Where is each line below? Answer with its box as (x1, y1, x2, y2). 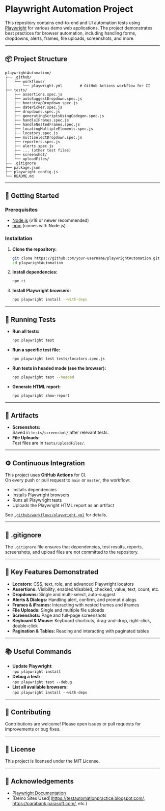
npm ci (12, 279, 26, 284)
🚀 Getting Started (5, 192, 59, 200)
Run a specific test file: (12, 347, 60, 353)
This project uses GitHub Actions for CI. (5, 472, 87, 478)
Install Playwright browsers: (12, 288, 71, 294)
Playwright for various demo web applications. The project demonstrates (5, 25, 153, 30)
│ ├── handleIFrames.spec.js (5, 118, 69, 122)
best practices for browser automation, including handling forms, (5, 30, 137, 36)
